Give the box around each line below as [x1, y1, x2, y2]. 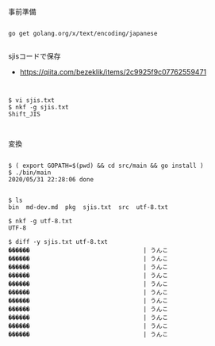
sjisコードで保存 [8, 51, 61, 61]
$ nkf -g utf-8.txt [8, 217, 73, 225]
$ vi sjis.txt [8, 97, 56, 105]
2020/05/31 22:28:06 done [8, 176, 94, 184]
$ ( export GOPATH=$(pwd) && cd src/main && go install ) [8, 162, 204, 169]
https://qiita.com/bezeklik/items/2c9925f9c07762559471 [19, 67, 207, 77]
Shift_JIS [8, 110, 41, 118]
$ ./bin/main [8, 169, 52, 177]
